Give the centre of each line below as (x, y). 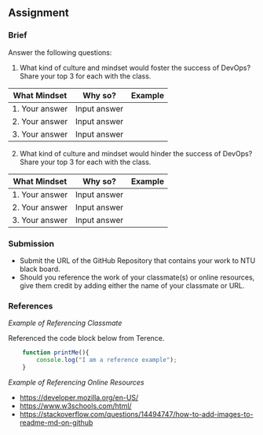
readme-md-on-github (56, 422)
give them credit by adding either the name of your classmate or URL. (132, 285)
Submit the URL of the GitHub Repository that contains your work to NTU (137, 260)
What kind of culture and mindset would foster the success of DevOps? (135, 68)
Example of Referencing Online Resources (76, 382)
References (31, 305)
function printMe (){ (56, 353)
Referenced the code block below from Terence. (86, 338)
